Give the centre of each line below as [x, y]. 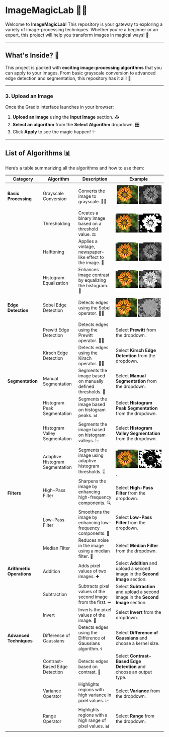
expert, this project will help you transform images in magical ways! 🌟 [77, 35]
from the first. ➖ [95, 602]
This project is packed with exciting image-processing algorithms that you [83, 67]
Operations [19, 574]
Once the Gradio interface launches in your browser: [60, 107]
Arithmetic [19, 568]
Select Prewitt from [136, 330]
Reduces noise [94, 540]
